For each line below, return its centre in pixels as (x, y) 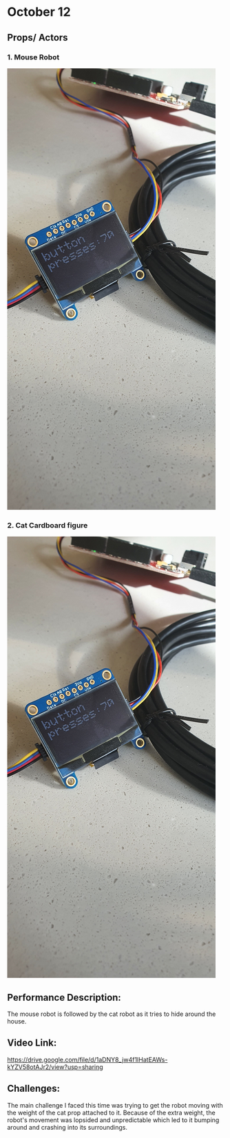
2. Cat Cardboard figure (48, 525)
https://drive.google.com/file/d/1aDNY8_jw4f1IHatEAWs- (87, 1059)
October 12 (39, 12)
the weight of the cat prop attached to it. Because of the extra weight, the (111, 1112)
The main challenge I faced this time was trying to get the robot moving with (115, 1105)
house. (17, 1021)
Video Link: (32, 1043)
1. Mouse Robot (33, 57)
